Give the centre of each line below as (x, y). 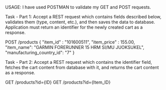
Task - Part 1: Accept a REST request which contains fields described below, (83, 17)
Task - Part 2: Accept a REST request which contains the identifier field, (79, 62)
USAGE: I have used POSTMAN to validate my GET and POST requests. (78, 7)
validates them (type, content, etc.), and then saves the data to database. (80, 22)
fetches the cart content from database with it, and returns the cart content (82, 67)
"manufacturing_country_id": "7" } (40, 52)
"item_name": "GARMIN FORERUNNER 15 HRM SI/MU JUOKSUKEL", (75, 47)
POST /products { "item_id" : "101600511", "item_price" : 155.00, (70, 42)
